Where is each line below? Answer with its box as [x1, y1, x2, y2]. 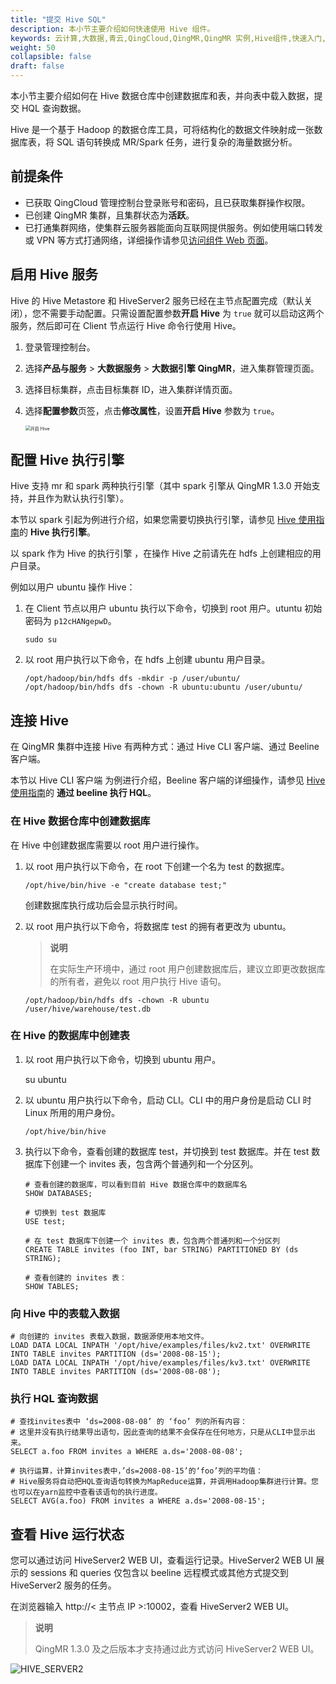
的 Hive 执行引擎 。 [19, 526, 96, 538]
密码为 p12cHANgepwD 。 [24, 615, 117, 627]
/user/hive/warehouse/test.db [24, 1004, 152, 1014]
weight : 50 [10, 42, 56, 53]
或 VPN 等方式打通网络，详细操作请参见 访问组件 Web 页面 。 [24, 234, 274, 246]
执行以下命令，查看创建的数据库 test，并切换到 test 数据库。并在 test [24, 1145, 310, 1157]
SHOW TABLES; [24, 1281, 80, 1291]
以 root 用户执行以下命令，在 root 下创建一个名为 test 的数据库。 [24, 860, 290, 872]
